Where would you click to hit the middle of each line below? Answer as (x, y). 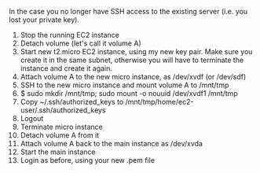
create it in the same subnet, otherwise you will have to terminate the (132, 60)
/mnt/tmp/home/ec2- (159, 102)
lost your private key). (44, 20)
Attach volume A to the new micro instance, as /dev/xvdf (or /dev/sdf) (133, 77)
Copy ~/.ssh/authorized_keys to (72, 102)
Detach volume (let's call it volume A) (81, 43)
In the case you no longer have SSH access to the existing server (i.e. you (128, 11)
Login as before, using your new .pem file (88, 160)
